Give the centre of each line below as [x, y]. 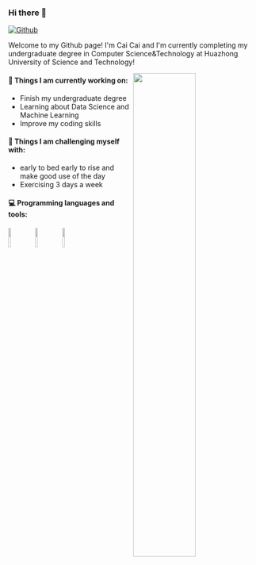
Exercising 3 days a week [61, 184]
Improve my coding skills [60, 123]
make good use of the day [62, 176]
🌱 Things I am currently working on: [68, 80]
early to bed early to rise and [67, 167]
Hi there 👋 [28, 13]
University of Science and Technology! [71, 62]
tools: [18, 214]
